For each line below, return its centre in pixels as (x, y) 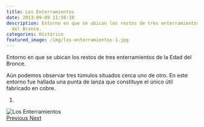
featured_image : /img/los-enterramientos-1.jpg (68, 40)
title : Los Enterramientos (40, 12)
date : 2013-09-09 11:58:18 (40, 18)
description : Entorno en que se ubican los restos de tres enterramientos (103, 23)
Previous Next (24, 118)
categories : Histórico (35, 34)
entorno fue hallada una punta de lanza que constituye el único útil (90, 82)
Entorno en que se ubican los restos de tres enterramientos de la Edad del (99, 57)
